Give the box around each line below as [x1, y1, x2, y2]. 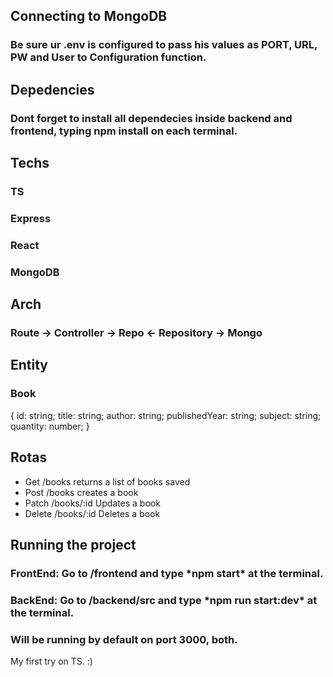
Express [10, 211, 52, 225]
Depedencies [10, 81, 95, 98]
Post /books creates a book [24, 486, 139, 498]
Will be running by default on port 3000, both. [10, 632, 238, 646]
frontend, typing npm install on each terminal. [10, 124, 238, 138]
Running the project [10, 536, 137, 553]
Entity [10, 357, 49, 374]
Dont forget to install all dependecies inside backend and [10, 111, 293, 125]
